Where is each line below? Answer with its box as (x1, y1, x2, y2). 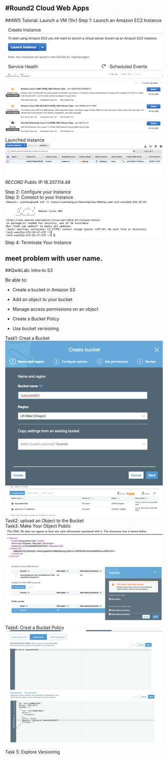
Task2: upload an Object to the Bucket (5, 517, 84, 524)
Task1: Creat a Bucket (5, 335, 50, 341)
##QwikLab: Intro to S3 (5, 267, 53, 273)
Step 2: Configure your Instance (5, 188, 71, 194)
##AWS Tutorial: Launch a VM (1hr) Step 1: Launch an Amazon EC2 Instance (5, 17, 162, 23)
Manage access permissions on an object (12, 306, 98, 312)
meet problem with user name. (5, 254, 102, 262)
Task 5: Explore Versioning (5, 748, 60, 754)
